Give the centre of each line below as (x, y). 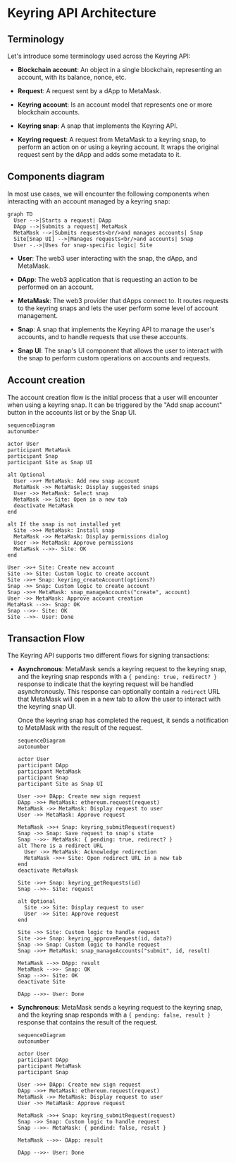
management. (38, 315)
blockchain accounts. (48, 112)
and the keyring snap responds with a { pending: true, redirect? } (117, 677)
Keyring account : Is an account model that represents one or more (115, 105)
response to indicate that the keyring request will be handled (105, 684)
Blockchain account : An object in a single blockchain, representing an (119, 70)
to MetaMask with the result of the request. (80, 728)
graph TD (20, 214)
